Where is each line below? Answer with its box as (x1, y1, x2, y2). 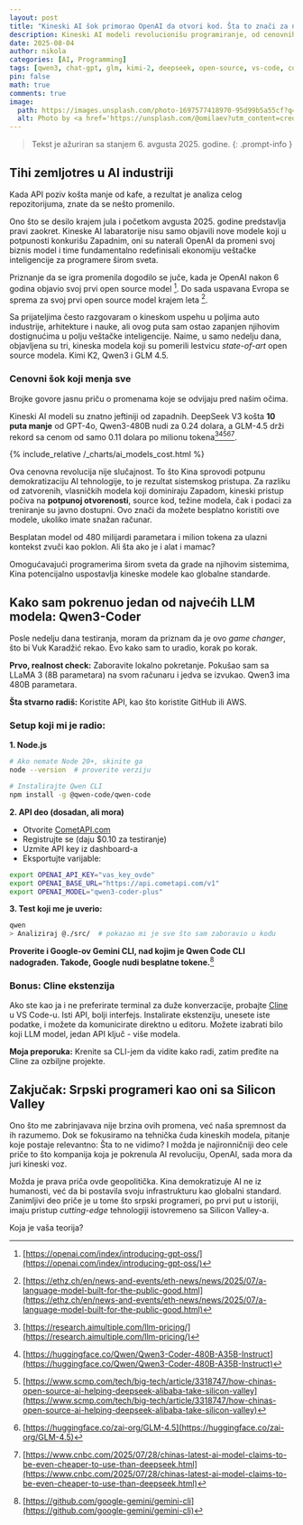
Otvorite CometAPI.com (22, 824, 111, 835)
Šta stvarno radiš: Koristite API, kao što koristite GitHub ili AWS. (9, 697, 247, 707)
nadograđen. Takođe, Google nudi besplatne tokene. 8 (9, 955, 215, 968)
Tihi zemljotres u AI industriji (9, 164, 174, 181)
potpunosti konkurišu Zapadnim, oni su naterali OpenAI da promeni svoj (9, 235, 275, 246)
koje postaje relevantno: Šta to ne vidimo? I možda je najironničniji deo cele (9, 1139, 289, 1150)
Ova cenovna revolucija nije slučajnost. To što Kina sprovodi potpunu (9, 466, 266, 477)
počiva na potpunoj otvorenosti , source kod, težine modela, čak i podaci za (9, 495, 292, 506)
